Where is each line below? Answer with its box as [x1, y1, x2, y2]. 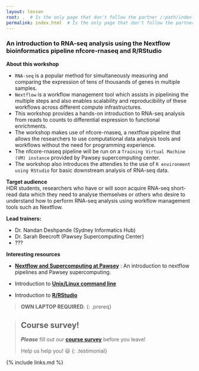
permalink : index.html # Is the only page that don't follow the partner [6, 20, 195, 26]
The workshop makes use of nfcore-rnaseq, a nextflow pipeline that [14, 128, 181, 136]
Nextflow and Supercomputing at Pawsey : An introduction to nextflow [14, 262, 190, 269]
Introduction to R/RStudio [14, 291, 78, 298]
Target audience [6, 178, 47, 185]
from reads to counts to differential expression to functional [14, 116, 160, 123]
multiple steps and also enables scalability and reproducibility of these [14, 97, 187, 104]
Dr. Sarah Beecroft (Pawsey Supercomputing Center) [14, 232, 144, 240]
